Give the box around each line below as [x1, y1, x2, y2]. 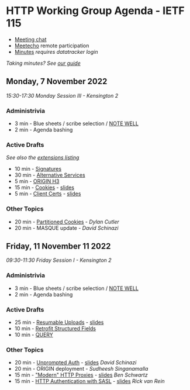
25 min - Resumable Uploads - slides [14, 319, 104, 326]
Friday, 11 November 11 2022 [6, 241, 111, 251]
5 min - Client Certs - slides [14, 190, 81, 197]
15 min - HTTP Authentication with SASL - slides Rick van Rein [14, 378, 165, 385]
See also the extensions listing [6, 154, 80, 161]
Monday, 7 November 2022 [6, 77, 108, 87]
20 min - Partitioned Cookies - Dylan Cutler [14, 218, 119, 225]
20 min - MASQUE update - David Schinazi [14, 224, 119, 232]
